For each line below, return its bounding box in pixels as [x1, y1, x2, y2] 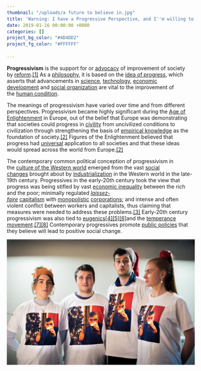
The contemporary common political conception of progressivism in [7, 157, 174, 164]
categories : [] [7, 29, 45, 35]
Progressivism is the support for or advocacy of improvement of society [7, 65, 185, 72]
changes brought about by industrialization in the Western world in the [7, 170, 180, 177]
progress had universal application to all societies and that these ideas [7, 139, 180, 146]
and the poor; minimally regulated [7, 189, 89, 197]
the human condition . [7, 90, 59, 97]
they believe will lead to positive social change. [7, 227, 123, 234]
